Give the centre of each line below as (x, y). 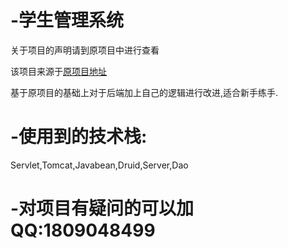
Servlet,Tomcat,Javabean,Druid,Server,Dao (99, 165)
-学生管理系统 (67, 20)
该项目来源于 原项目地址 (58, 71)
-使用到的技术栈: (79, 137)
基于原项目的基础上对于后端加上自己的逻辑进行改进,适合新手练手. (144, 92)
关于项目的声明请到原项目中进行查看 (85, 50)
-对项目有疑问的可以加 (102, 208)
